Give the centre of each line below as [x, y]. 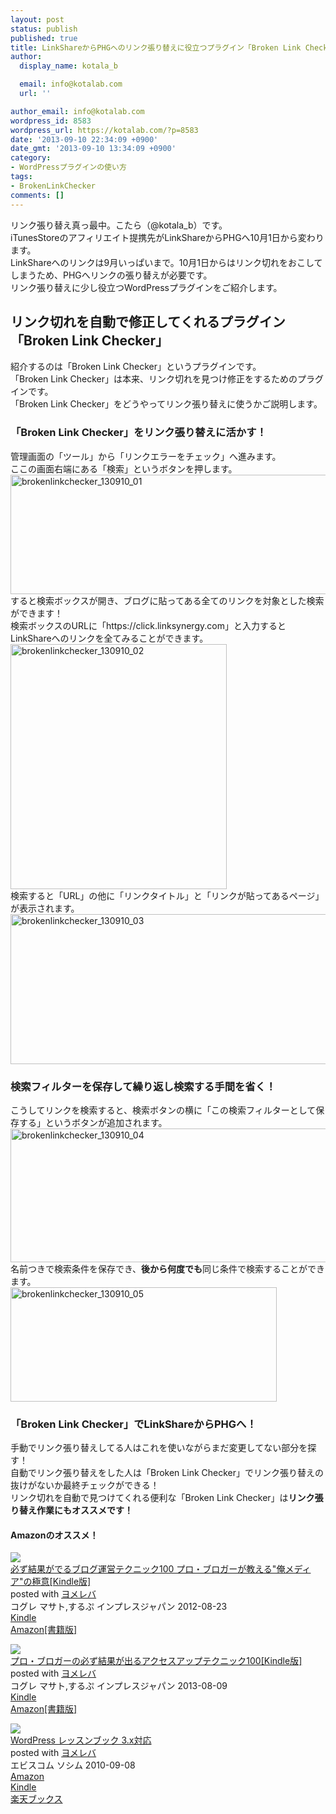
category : [31, 158]
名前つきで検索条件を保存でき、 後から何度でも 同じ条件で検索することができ [168, 1268]
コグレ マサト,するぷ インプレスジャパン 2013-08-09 [119, 1686]
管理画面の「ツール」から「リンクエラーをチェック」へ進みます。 [146, 456]
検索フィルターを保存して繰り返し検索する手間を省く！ [143, 1086]
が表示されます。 [45, 908]
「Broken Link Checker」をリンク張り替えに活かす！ [138, 433]
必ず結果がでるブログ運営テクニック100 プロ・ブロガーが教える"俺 [148, 1569]
